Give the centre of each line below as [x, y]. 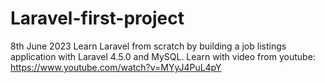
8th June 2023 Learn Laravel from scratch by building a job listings [148, 46]
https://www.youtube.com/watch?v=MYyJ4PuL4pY [116, 67]
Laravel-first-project [97, 18]
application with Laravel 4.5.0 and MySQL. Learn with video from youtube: [163, 56]
